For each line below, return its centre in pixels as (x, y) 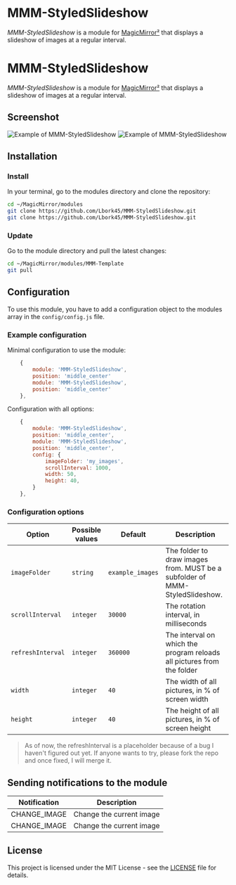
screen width (187, 699)
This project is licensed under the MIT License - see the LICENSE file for (112, 867)
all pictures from (192, 661)
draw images (187, 560)
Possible (87, 530)
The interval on (190, 635)
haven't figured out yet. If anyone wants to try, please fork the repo (122, 753)
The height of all (192, 711)
